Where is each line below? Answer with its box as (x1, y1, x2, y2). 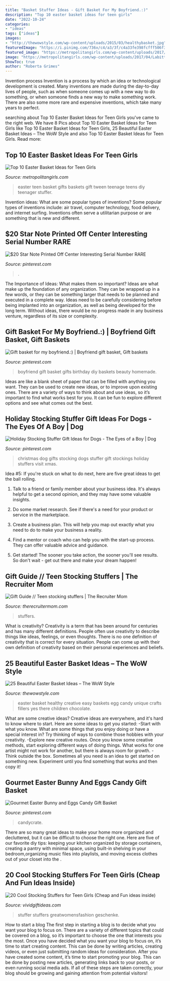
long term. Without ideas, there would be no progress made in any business (5, 307, 163, 313)
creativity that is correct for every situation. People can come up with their (5, 639, 160, 645)
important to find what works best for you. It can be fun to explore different (5, 395, 162, 401)
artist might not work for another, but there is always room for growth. (5, 748, 151, 754)
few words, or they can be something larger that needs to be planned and (5, 291, 159, 297)
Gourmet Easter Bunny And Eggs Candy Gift (5, 778, 147, 787)
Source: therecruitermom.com (5, 603, 68, 609)
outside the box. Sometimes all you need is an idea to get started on (18, 753, 160, 759)
